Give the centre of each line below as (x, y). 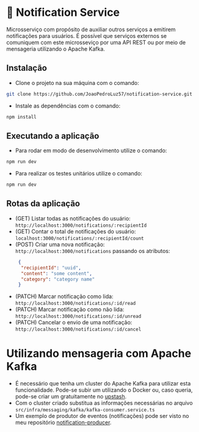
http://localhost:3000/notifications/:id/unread (78, 317)
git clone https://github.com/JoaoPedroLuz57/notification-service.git (99, 94)
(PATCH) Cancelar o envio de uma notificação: (74, 323)
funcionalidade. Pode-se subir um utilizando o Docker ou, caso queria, (104, 390)
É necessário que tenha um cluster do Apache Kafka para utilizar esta (103, 384)
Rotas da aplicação (43, 204)
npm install (21, 117)
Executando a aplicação (53, 136)
